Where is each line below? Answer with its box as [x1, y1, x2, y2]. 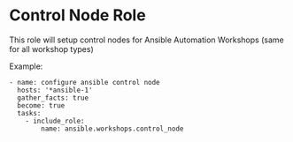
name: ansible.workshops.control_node [41, 124, 184, 133]
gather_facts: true [17, 93, 89, 102]
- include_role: [25, 116, 86, 125]
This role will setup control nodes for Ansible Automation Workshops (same [9, 34, 285, 45]
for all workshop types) [9, 43, 95, 54]
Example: [9, 61, 43, 71]
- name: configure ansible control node [9, 78, 161, 86]
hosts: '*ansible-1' [17, 86, 93, 94]
